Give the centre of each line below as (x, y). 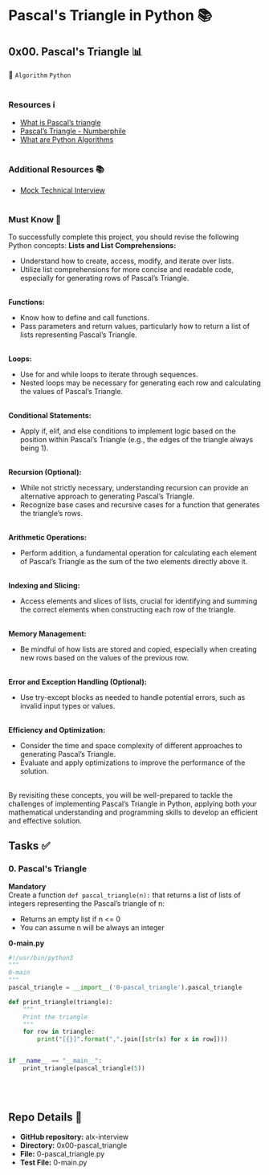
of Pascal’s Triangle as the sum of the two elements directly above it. (134, 561)
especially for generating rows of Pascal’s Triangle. (104, 278)
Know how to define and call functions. (85, 317)
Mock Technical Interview (63, 190)
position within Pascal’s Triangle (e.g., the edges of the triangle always (137, 439)
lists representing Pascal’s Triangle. (79, 335)
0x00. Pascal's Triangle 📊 (75, 52)
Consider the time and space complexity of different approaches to (131, 745)
